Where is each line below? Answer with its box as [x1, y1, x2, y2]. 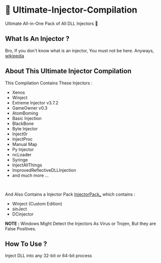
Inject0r [12, 131, 28, 137]
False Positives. [5, 225, 36, 231]
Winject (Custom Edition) [12, 201, 62, 206]
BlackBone [12, 121, 34, 126]
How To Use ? [5, 240, 47, 248]
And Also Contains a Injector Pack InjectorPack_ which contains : [5, 191, 135, 197]
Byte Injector [12, 125, 38, 131]
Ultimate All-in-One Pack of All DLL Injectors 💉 [5, 20, 98, 26]
